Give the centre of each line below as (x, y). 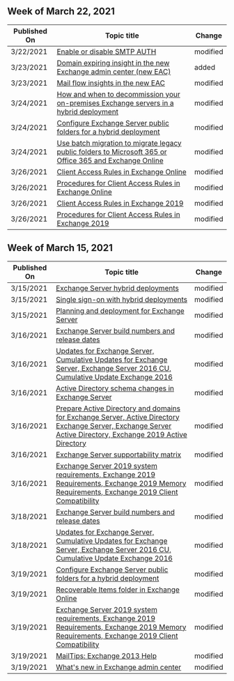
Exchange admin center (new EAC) (114, 71)
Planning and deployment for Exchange (120, 311)
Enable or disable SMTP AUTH (107, 52)
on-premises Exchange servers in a (115, 102)
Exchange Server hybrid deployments (117, 288)
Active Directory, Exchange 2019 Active (121, 434)
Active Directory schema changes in (115, 388)
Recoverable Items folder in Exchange (117, 590)
